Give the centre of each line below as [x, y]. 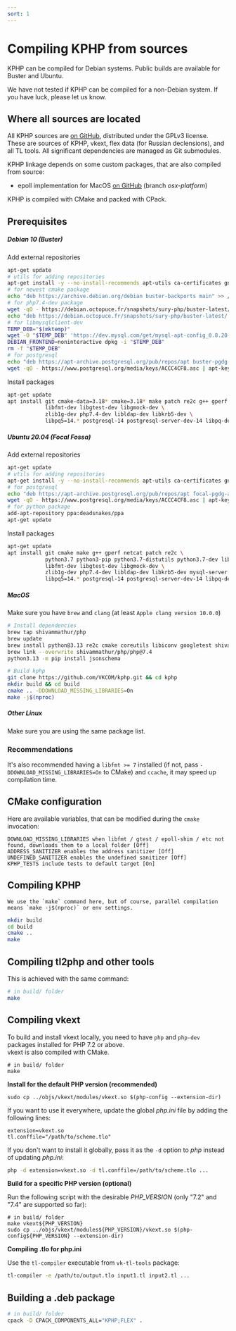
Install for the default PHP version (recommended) [83, 1084]
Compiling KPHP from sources [98, 48]
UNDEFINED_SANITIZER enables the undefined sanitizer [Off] [97, 858]
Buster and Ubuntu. [35, 75]
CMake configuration [55, 801]
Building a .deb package [61, 1298]
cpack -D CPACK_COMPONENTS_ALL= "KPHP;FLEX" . [75, 1320]
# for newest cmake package [48, 290]
